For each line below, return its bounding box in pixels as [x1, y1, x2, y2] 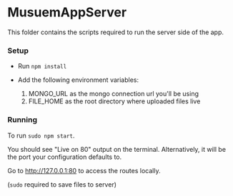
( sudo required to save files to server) [7, 180, 116, 189]
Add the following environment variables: [17, 76, 139, 84]
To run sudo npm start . [7, 131, 75, 140]
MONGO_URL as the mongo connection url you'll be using [28, 90, 199, 98]
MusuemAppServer [7, 4, 127, 21]
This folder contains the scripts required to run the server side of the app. [7, 28, 224, 36]
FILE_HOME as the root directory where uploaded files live [28, 97, 201, 105]
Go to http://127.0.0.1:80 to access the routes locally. [7, 166, 161, 175]
